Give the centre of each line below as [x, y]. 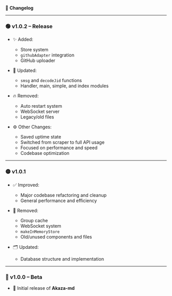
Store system [34, 50]
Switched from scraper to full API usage [62, 142]
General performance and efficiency [59, 201]
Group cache [34, 220]
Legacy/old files [37, 117]
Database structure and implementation [62, 259]
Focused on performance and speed [59, 148]
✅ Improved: [26, 185]
